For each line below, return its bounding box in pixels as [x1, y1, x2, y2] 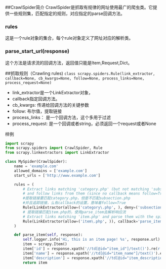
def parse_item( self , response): [14, 232, 83, 237]
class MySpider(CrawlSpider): [5, 159, 68, 164]
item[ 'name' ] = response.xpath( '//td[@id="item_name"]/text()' [23, 251, 156, 256]
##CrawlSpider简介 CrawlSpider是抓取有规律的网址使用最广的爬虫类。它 [5, 4, 153, 10]
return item [23, 260, 48, 265]
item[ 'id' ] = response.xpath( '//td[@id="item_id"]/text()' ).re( [23, 246, 158, 252]
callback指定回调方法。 [12, 96, 60, 102]
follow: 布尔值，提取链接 [12, 108, 62, 114]
